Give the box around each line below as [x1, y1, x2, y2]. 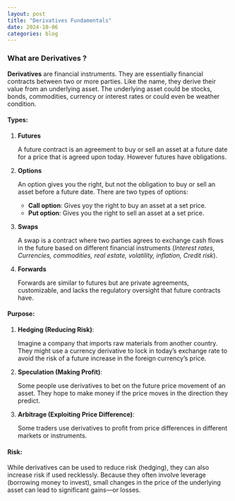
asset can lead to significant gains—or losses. [7, 485, 141, 495]
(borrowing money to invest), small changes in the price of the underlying [7, 478, 221, 487]
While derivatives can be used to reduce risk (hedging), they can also [7, 464, 210, 472]
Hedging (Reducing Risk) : [17, 325, 95, 334]
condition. [7, 100, 37, 108]
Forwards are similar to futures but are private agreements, [17, 278, 189, 287]
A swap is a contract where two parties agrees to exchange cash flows [17, 236, 224, 244]
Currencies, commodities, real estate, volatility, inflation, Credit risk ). [17, 251, 217, 259]
